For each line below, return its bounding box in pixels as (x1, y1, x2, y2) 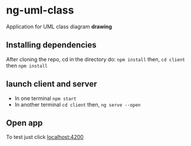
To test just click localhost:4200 (6, 134, 84, 141)
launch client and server (6, 79, 97, 89)
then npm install (6, 62, 48, 69)
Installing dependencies (6, 40, 97, 50)
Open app (6, 118, 43, 128)
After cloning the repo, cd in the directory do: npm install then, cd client (6, 55, 186, 62)
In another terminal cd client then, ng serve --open (14, 101, 141, 108)
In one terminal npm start (14, 95, 77, 102)
